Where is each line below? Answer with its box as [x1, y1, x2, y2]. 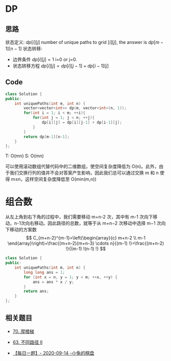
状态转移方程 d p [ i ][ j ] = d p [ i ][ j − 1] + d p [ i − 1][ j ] [12, 63, 109, 69]
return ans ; [23, 289, 50, 294]
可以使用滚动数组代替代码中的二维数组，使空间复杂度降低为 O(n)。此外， [5, 163, 159, 170]
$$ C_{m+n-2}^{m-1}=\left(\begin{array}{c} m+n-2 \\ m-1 [26, 235, 146, 241]
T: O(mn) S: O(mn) [5, 153, 44, 159]
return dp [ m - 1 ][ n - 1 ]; [23, 134, 70, 139]
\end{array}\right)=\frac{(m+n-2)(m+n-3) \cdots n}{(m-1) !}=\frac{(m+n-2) [7, 240, 164, 247]
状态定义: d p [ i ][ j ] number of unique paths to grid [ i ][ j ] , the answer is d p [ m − [5, 39, 164, 45]
